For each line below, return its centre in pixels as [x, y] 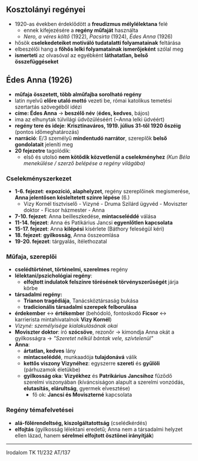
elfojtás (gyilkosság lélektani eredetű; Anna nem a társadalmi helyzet [98, 429]
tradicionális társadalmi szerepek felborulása [80, 307]
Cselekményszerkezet [39, 178]
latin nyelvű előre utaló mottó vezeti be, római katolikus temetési [93, 100]
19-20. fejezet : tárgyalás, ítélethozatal [61, 241]
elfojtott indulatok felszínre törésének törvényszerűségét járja [101, 282]
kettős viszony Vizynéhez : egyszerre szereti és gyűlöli [92, 363]
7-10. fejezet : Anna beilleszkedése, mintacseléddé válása [85, 216]
